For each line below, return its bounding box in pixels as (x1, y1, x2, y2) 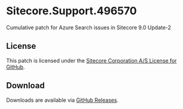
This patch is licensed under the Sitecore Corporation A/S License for (6, 57, 177, 64)
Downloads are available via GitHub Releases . (6, 96, 119, 104)
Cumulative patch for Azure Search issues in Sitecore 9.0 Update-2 (6, 24, 172, 31)
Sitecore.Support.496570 (6, 4, 137, 18)
